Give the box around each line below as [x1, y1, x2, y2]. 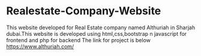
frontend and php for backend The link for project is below [6, 36, 151, 43]
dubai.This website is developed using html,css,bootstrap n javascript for [6, 30, 187, 37]
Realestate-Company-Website [6, 4, 161, 18]
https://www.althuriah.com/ [6, 43, 74, 50]
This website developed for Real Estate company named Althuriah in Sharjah [6, 24, 196, 31]
